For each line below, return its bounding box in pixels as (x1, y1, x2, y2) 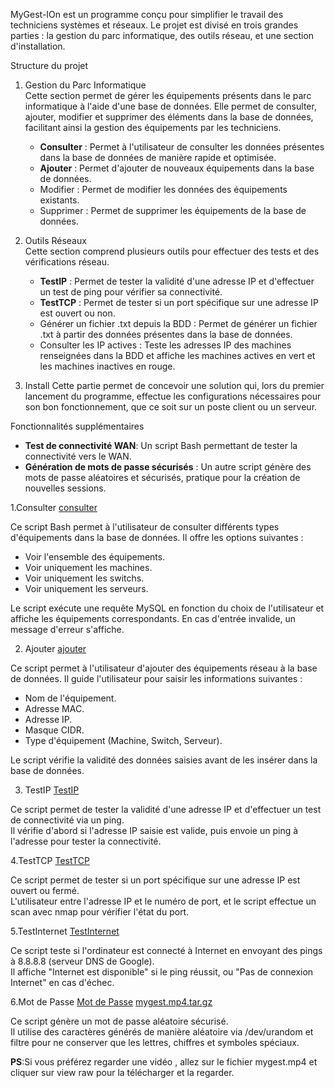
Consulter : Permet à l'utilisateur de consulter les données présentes (39, 141, 325, 153)
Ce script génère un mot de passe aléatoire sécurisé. (10, 1015, 229, 1027)
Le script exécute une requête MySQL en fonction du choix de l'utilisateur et (10, 602, 325, 614)
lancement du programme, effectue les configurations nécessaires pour (24, 390, 322, 402)
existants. (39, 194, 80, 206)
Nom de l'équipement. (24, 692, 117, 704)
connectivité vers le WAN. (24, 450, 132, 462)
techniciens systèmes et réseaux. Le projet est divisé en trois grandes (10, 19, 299, 31)
